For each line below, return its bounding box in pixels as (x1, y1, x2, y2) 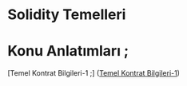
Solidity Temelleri (7, 6, 126, 24)
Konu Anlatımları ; (7, 42, 129, 61)
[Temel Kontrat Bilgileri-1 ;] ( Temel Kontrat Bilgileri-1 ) (7, 68, 181, 78)
